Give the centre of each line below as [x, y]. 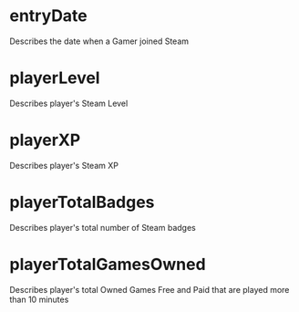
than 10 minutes [39, 299]
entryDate [49, 16]
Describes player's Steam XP [64, 165]
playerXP [45, 140]
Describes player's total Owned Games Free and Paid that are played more [149, 289]
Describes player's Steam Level [69, 103]
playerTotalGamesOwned [108, 264]
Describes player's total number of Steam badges [103, 227]
